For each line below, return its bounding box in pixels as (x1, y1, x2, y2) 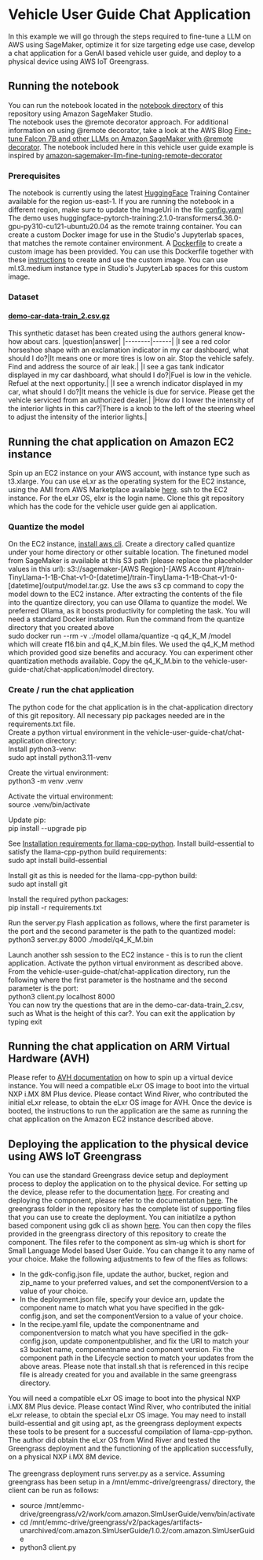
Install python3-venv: (8, 744, 77, 754)
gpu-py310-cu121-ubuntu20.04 (8, 222, 109, 232)
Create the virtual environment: (8, 768, 109, 777)
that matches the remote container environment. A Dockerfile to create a (8, 239, 243, 248)
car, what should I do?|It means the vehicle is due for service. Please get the (8, 387, 255, 397)
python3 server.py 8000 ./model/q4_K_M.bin (8, 935, 154, 944)
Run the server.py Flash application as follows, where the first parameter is (8, 917, 250, 927)
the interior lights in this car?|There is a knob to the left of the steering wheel (8, 404, 256, 413)
